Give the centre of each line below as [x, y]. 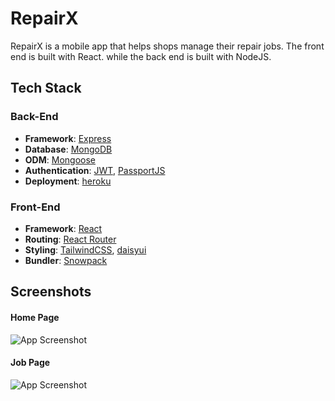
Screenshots [51, 292]
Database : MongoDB [68, 149]
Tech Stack [46, 88]
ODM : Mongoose [60, 159]
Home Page [35, 317]
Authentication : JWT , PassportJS [95, 170]
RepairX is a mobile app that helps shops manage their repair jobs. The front [167, 46]
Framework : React [63, 228]
